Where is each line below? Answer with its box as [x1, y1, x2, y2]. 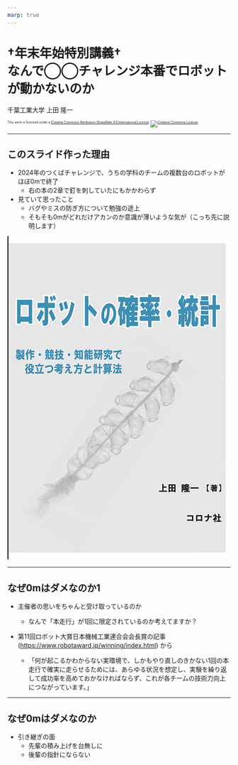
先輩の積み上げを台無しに [28, 742, 103, 749]
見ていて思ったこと [17, 195, 74, 204]
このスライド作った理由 [7, 148, 110, 160]
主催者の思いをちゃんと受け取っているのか [17, 602, 142, 611]
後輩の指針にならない [28, 750, 91, 759]
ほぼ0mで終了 [17, 178, 59, 186]
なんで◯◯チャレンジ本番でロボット [7, 63, 228, 79]
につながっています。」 [28, 683, 93, 692]
